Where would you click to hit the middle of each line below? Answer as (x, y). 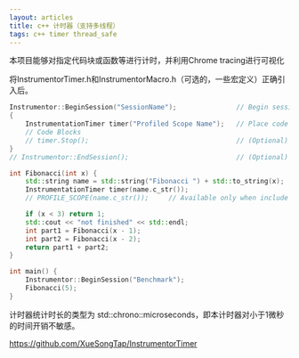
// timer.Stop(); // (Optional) (157, 140)
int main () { (33, 272)
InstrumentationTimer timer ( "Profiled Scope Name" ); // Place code (157, 124)
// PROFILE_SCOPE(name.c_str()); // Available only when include (157, 198)
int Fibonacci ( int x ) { (53, 173)
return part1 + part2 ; (67, 247)
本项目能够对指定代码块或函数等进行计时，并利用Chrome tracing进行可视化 (147, 61)
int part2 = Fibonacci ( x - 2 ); (83, 239)
